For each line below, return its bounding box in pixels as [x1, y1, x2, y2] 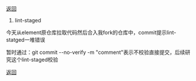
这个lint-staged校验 [11, 56, 59, 63]
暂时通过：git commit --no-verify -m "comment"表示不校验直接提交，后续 [6, 49, 185, 56]
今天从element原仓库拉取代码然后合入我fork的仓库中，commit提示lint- [6, 29, 177, 36]
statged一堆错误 [6, 36, 45, 43]
